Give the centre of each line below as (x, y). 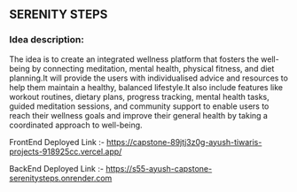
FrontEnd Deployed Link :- (57, 142)
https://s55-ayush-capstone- (159, 168)
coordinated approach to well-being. (76, 125)
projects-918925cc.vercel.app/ (66, 151)
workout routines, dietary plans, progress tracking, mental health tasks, (139, 96)
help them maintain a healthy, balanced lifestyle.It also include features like (146, 87)
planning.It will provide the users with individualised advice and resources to (148, 78)
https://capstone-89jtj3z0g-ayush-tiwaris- (184, 142)
